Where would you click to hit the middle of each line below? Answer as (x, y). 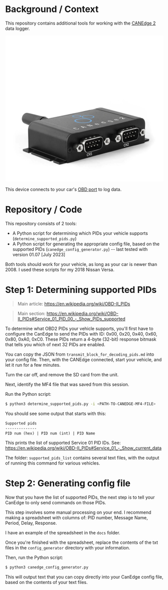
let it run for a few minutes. (33, 365)
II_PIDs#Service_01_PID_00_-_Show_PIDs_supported (71, 319)
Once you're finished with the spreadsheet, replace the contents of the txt (82, 542)
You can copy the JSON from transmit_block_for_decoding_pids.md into (80, 354)
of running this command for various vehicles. (53, 463)
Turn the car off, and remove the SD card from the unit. (62, 374)
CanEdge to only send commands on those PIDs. (56, 502)
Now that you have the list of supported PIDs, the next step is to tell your (80, 497)
